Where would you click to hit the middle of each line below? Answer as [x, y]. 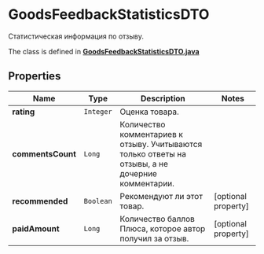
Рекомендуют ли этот [161, 196]
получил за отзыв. [154, 238]
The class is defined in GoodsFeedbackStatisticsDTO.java [104, 51]
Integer [98, 111]
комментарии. [147, 183]
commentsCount [44, 153]
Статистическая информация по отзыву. [76, 36]
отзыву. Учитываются [161, 144]
